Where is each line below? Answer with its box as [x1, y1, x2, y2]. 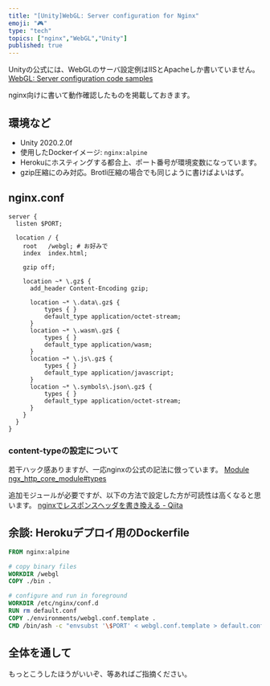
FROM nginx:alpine [8, 548, 70, 556]
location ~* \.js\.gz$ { [29, 354, 113, 362]
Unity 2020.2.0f [19, 137, 73, 147]
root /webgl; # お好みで [22, 242, 108, 250]
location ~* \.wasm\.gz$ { [29, 326, 121, 334]
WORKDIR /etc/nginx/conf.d [8, 599, 99, 607]
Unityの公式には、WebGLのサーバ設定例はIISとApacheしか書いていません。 [8, 65, 260, 75]
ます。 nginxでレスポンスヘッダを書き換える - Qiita [14, 500, 183, 510]
